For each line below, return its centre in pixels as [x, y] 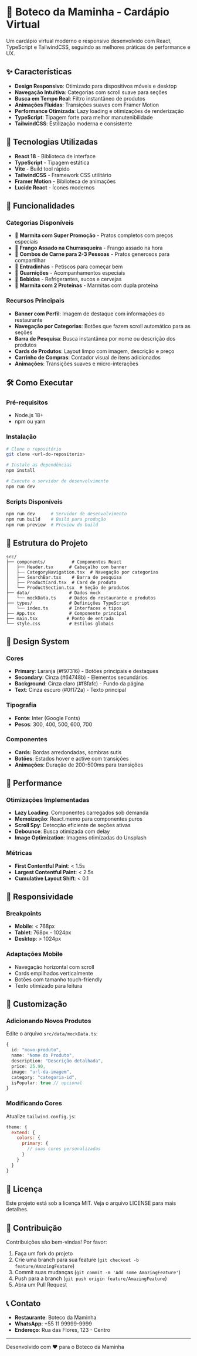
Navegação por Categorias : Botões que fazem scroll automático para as [102, 326]
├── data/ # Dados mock [53, 593]
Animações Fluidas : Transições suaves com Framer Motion [87, 105]
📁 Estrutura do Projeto [47, 543]
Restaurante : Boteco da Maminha [55, 1317]
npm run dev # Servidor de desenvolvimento [67, 514]
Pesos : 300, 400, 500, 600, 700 [53, 724]
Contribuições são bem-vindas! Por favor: [57, 1242]
